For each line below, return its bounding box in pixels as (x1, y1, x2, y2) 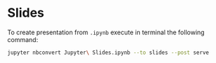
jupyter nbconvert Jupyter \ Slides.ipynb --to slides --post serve (7, 49, 210, 56)
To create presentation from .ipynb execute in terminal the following (7, 28, 205, 36)
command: (7, 35, 39, 43)
